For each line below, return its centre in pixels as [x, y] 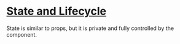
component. [22, 34]
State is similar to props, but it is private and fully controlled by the [90, 28]
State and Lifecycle [56, 11]
